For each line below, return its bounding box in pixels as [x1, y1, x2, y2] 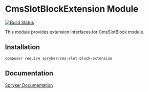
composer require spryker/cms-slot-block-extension [5, 56, 112, 61]
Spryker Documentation [5, 82, 53, 88]
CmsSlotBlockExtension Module [5, 3, 139, 15]
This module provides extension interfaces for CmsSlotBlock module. [5, 29, 145, 35]
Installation [5, 43, 40, 52]
